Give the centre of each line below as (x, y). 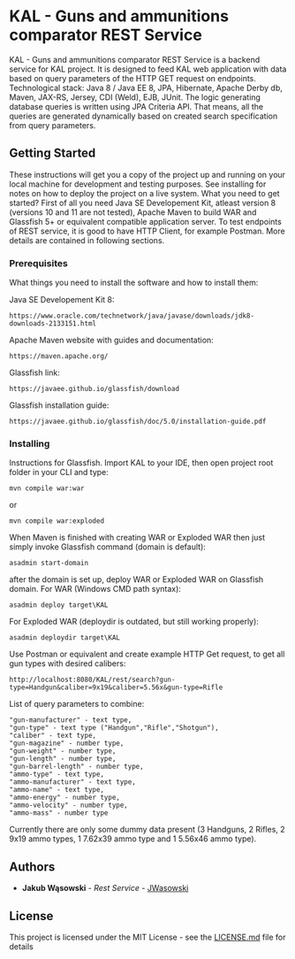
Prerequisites (38, 263)
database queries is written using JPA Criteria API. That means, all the (136, 106)
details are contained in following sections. (87, 240)
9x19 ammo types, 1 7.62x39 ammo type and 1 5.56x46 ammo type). (133, 839)
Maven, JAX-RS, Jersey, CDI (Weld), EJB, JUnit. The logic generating (135, 97)
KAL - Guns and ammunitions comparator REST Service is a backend (135, 59)
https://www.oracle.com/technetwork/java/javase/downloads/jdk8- (132, 316)
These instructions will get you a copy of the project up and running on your (147, 174)
